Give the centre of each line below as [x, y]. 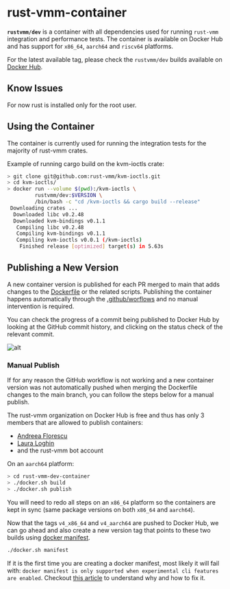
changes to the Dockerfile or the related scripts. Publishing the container [110, 291]
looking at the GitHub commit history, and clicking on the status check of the [115, 327]
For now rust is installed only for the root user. [72, 105]
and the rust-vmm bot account [60, 450]
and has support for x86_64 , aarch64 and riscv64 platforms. [90, 46]
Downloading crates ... [44, 208]
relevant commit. [31, 334]
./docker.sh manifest [38, 550]
